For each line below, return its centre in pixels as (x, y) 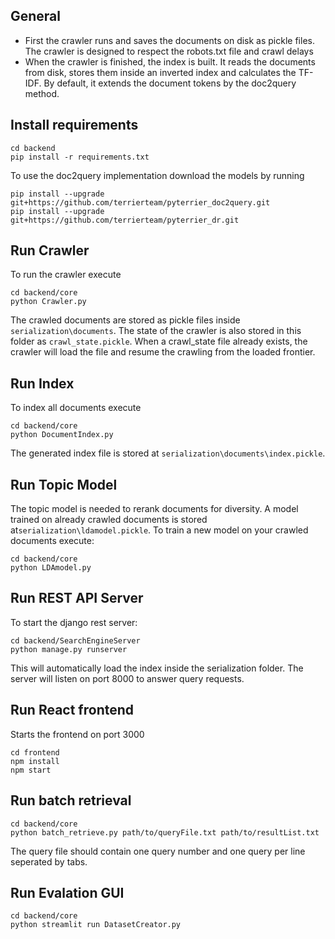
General (36, 16)
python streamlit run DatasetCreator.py (96, 925)
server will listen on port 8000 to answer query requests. (127, 678)
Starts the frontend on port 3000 (77, 734)
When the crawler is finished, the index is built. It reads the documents (170, 61)
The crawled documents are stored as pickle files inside (125, 320)
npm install (35, 761)
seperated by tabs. (49, 861)
